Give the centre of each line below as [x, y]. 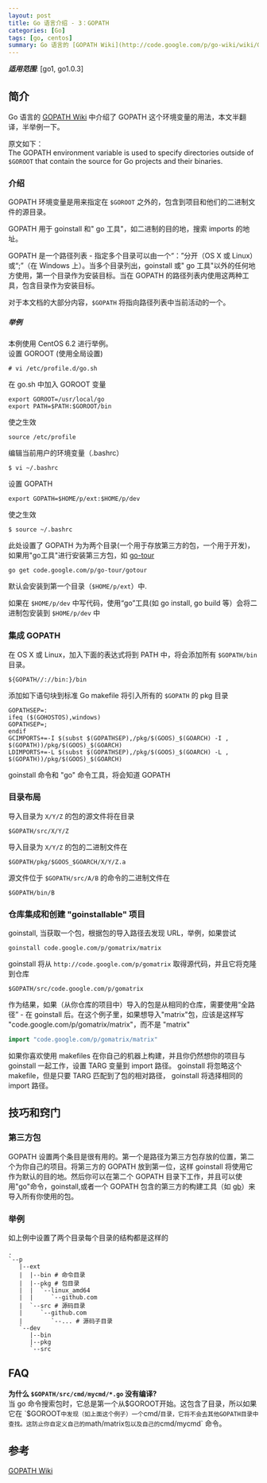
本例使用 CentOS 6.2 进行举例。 [60, 344]
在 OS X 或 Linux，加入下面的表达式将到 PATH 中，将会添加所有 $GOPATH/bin [133, 654]
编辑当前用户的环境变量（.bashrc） [66, 453]
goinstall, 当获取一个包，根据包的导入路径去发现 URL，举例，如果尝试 [122, 933]
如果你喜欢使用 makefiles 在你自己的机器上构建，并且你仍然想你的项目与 [127, 1055]
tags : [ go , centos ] [41, 38]
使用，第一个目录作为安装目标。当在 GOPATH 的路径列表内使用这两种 [128, 276]
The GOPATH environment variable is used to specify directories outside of [131, 153]
